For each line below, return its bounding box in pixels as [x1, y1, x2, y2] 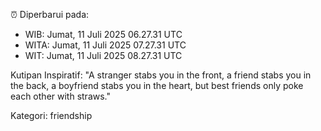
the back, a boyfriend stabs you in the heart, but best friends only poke [10, 80, 304, 91]
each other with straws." [10, 90, 111, 102]
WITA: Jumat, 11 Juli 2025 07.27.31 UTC [24, 39, 187, 51]
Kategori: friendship [10, 110, 93, 121]
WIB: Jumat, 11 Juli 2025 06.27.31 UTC [24, 29, 183, 40]
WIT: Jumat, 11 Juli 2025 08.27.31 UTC [24, 50, 183, 61]
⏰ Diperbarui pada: [10, 9, 90, 20]
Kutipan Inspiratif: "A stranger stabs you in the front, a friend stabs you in [10, 69, 312, 81]
